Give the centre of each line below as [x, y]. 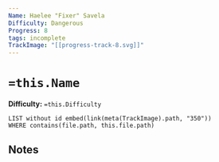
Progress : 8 [28, 30]
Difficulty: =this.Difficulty [55, 104]
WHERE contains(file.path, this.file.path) [82, 126]
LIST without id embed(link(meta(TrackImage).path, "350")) [110, 119]
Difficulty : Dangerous [46, 23]
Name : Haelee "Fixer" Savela [57, 16]
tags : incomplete [37, 38]
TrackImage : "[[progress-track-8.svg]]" [76, 45]
